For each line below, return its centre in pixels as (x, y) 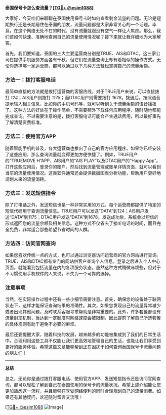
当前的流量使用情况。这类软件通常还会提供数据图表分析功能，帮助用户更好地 (83, 173)
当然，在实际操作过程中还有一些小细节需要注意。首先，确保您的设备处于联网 (83, 299)
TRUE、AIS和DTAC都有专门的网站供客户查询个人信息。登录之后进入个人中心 (83, 261)
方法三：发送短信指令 (30, 193)
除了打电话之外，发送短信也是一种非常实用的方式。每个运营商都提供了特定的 (83, 205)
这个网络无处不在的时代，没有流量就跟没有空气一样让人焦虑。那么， (87, 31)
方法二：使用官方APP (31, 136)
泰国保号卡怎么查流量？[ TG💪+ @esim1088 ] (49, 8)
